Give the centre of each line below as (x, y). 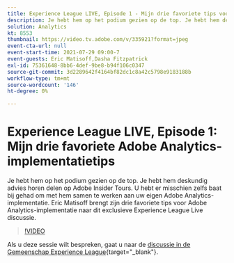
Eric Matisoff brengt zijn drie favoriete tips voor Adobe (129, 203)
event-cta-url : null (37, 46)
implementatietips (61, 161)
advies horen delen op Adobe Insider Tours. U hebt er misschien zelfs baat (115, 188)
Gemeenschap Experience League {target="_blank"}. (83, 252)
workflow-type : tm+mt (39, 78)
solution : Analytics (37, 26)
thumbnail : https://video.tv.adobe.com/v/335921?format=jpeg (98, 40)
